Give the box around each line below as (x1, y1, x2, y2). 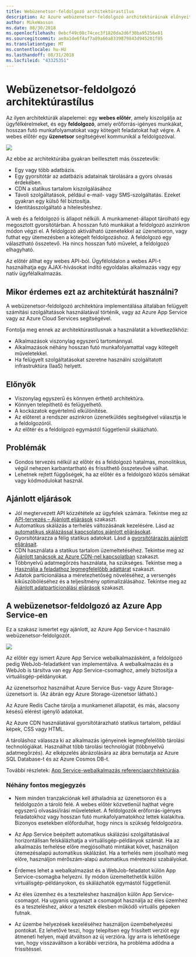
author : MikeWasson (6, 19, 54, 25)
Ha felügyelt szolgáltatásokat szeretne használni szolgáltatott (14, 356, 162, 363)
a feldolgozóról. (14, 420, 52, 427)
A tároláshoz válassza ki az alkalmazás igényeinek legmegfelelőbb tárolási (6, 737, 185, 744)
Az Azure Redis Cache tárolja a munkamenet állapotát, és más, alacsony (6, 702, 180, 709)
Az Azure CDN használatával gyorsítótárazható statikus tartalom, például (6, 719, 181, 726)
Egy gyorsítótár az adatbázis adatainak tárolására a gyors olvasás (14, 173, 173, 180)
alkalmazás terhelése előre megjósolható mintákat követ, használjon (14, 843, 178, 850)
